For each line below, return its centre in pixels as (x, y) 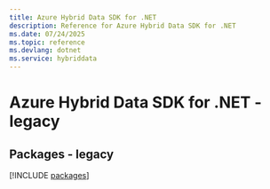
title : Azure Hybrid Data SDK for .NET (83, 17)
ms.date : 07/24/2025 (48, 34)
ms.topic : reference (48, 42)
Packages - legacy (61, 154)
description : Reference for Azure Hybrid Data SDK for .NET (123, 26)
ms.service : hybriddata (53, 59)
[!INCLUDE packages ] (49, 175)
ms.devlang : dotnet (45, 51)
